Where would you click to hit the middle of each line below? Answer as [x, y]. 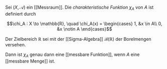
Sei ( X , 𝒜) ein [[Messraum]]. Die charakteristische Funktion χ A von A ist [79, 8]
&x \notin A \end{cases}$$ [85, 29]
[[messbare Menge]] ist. [30, 61]
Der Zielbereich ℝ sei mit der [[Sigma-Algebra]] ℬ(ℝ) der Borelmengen [78, 39]
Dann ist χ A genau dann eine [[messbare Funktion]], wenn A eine [72, 55]
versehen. [16, 44]
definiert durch [21, 14]
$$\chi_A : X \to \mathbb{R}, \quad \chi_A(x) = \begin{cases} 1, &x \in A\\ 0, [85, 23]
